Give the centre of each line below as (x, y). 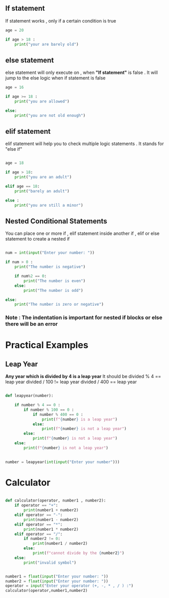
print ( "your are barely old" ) (47, 44)
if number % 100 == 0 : (49, 410)
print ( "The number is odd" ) (53, 290)
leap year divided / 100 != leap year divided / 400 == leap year (71, 382)
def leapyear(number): (29, 396)
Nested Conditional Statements (56, 221)
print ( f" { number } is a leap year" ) (79, 419)
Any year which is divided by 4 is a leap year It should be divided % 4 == (83, 376)
